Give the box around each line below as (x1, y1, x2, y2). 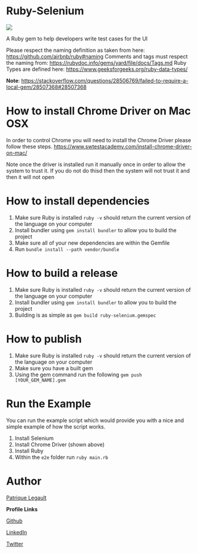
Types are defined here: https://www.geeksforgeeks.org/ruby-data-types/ (6, 65, 188, 73)
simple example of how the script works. (6, 423, 106, 430)
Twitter (6, 540, 24, 547)
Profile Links (6, 505, 38, 513)
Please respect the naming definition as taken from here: (6, 46, 145, 54)
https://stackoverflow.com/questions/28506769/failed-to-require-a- (21, 77, 188, 84)
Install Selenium (14, 435, 54, 442)
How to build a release (6, 267, 118, 280)
